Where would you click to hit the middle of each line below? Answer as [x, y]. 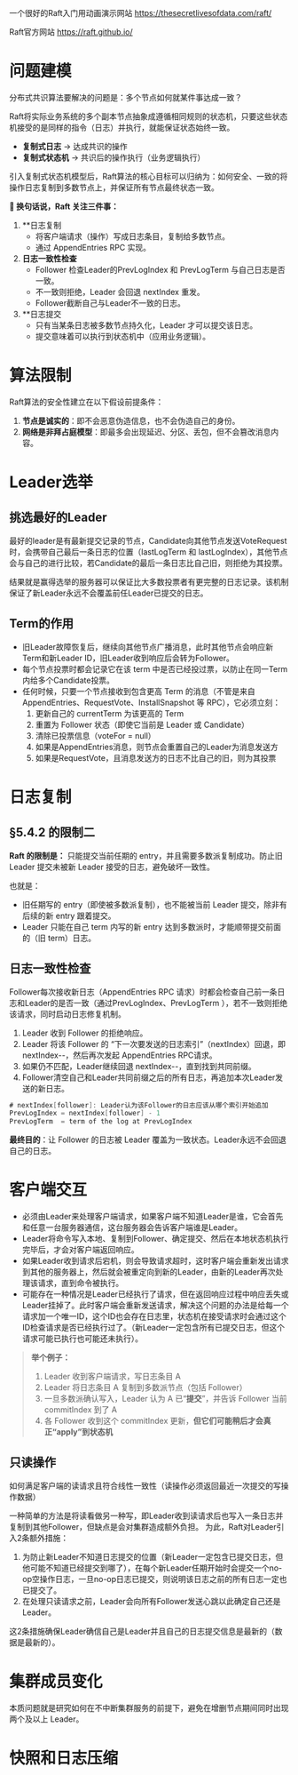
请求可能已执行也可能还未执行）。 [82, 1339]
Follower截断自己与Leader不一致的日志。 [110, 303]
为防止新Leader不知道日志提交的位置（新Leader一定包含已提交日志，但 [153, 1556]
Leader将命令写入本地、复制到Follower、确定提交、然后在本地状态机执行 [155, 1239]
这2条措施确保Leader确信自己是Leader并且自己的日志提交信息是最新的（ [142, 1631]
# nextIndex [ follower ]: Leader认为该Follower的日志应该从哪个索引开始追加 [139, 1105]
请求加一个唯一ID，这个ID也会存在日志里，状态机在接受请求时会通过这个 [154, 1316]
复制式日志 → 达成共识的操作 [75, 146]
